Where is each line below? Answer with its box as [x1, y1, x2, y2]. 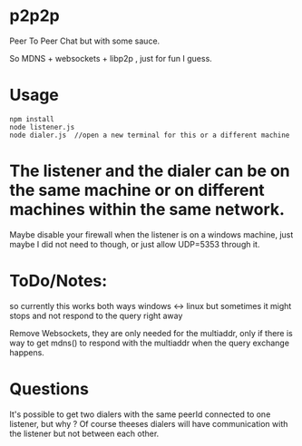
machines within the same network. [9, 199, 286, 220]
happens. [9, 346, 45, 358]
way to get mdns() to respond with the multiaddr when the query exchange [9, 337, 290, 348]
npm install [9, 114, 54, 123]
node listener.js [9, 122, 75, 131]
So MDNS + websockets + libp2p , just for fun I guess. [9, 53, 213, 63]
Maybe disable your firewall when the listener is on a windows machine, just [9, 228, 294, 240]
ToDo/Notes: [9, 271, 108, 291]
